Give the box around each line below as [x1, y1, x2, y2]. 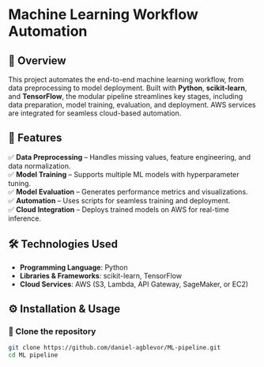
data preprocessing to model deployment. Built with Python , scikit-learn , [8, 83, 247, 93]
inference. [8, 214, 42, 223]
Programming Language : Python [19, 263, 128, 272]
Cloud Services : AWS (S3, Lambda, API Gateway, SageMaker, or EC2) [19, 279, 249, 289]
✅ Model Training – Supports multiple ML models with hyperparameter [8, 169, 239, 179]
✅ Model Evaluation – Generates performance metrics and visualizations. [8, 187, 248, 196]
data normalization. [8, 161, 71, 171]
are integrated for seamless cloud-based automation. [8, 108, 182, 118]
